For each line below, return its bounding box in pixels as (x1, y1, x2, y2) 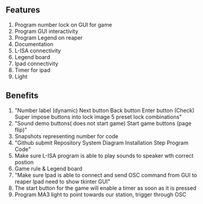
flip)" (14, 126, 27, 133)
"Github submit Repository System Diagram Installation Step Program (14, 139, 188, 146)
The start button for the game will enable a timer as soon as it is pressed (14, 184, 196, 191)
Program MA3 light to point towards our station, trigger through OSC (14, 191, 187, 198)
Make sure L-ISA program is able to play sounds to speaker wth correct (14, 152, 194, 159)
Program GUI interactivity (14, 27, 79, 35)
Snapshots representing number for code (14, 132, 119, 139)
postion (14, 158, 34, 166)
